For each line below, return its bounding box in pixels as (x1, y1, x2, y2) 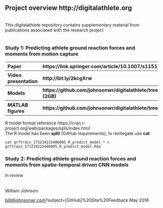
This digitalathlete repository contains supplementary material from (5, 22, 140, 28)
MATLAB (7, 102, 28, 108)
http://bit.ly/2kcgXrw (42, 75, 92, 82)
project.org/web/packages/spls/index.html (5, 125, 90, 131)
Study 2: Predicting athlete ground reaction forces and (5, 156, 136, 162)
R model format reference (5, 120, 57, 126)
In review (5, 173, 23, 178)
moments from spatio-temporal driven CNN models (5, 161, 129, 168)
